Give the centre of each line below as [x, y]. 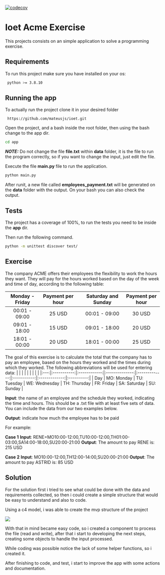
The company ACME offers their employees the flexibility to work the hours [81, 273]
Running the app [31, 98]
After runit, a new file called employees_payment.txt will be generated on [80, 185]
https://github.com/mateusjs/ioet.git [47, 119]
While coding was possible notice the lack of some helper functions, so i [78, 548]
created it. [15, 553]
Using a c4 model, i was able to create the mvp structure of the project [77, 510]
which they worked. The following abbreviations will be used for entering [79, 367]
